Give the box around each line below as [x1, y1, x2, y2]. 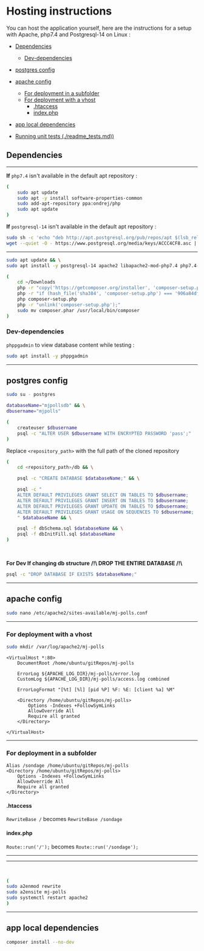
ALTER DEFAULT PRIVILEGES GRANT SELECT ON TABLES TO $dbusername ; [17, 492, 189, 499]
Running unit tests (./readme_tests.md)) [15, 132, 114, 140]
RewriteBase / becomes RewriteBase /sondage [6, 816, 123, 823]
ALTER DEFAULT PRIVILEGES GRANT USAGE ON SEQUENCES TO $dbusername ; [17, 509, 194, 515]
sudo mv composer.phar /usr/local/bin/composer [17, 307, 140, 313]
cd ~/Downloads [17, 279, 56, 285]
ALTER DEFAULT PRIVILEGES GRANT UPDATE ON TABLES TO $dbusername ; [17, 503, 189, 510]
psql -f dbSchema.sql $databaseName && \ [17, 525, 123, 532]
